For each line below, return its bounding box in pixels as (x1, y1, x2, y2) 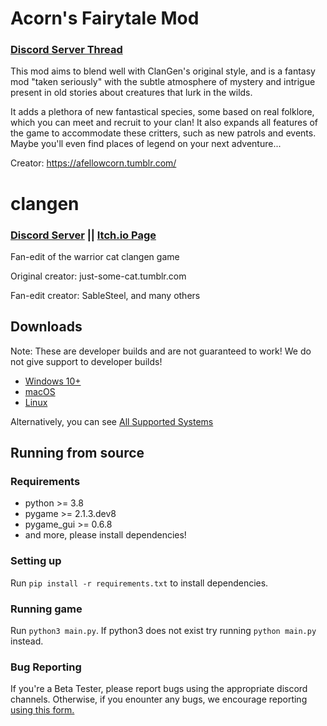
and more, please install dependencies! (24, 529, 187, 541)
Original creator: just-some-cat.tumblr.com (10, 270, 187, 282)
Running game (10, 602, 83, 616)
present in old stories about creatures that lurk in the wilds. (10, 87, 253, 99)
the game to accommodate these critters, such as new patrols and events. (10, 127, 317, 139)
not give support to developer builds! (10, 355, 163, 367)
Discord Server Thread (10, 43, 123, 57)
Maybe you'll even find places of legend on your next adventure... (10, 138, 282, 150)
